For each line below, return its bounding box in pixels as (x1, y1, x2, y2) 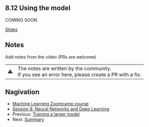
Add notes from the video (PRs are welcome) (5, 54, 97, 60)
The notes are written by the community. (17, 65, 112, 72)
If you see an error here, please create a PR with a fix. (17, 71, 142, 78)
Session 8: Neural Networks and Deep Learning (12, 106, 110, 112)
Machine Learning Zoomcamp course (12, 101, 89, 107)
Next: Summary (12, 117, 44, 123)
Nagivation (5, 88, 40, 96)
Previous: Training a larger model (12, 111, 80, 117)
